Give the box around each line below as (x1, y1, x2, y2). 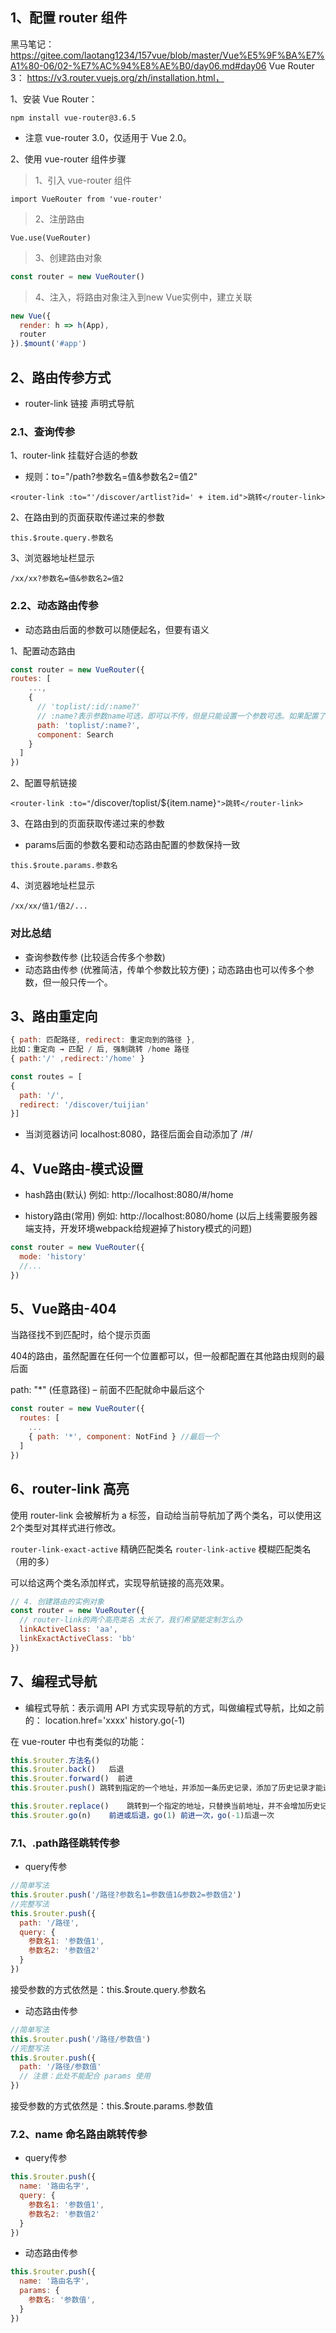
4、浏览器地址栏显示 (10, 879, 96, 892)
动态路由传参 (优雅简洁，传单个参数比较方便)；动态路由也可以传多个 (24, 963, 306, 975)
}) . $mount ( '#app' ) (10, 339, 87, 349)
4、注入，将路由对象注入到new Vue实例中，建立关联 (34, 291, 253, 303)
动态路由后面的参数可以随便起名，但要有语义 (24, 623, 210, 635)
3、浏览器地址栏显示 (10, 552, 95, 564)
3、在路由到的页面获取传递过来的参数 (10, 818, 165, 830)
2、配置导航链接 (10, 777, 78, 789)
